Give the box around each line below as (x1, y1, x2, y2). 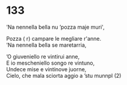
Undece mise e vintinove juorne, (6, 65, 87, 72)
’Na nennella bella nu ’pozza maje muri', (6, 23, 105, 31)
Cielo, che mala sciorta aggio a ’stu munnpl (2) (6, 72, 122, 79)
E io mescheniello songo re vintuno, (6, 59, 95, 66)
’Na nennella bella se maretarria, (6, 41, 87, 48)
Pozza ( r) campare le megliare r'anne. (6, 35, 101, 42)
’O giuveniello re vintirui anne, (6, 53, 80, 60)
